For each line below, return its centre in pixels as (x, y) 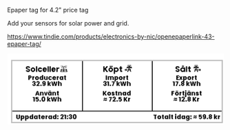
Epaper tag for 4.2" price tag (48, 10)
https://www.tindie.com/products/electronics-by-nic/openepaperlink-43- (111, 36)
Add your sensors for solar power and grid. (68, 23)
